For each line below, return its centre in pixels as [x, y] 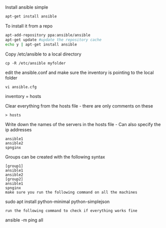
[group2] [14, 179]
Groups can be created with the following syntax [55, 156]
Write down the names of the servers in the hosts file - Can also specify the [83, 124]
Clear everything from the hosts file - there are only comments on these [79, 106]
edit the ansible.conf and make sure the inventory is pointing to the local [79, 72]
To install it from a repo [29, 26]
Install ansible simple [27, 7]
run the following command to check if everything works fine [71, 210]
